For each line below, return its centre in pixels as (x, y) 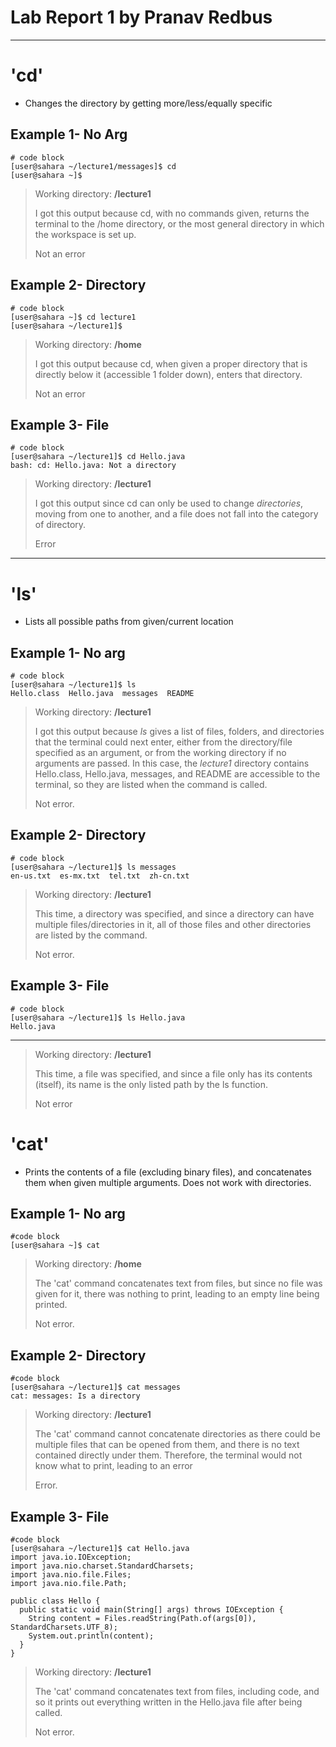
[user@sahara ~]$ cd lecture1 (73, 317)
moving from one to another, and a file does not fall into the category (176, 514)
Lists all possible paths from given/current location (129, 622)
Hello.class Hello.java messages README (102, 694)
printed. (51, 1305)
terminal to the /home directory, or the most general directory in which (179, 223)
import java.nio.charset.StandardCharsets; (102, 1566)
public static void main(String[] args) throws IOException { (151, 1610)
